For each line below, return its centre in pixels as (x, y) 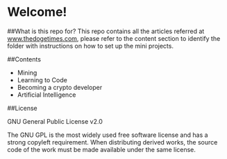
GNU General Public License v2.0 (55, 121)
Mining (27, 73)
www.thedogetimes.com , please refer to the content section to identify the (114, 38)
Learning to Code (42, 79)
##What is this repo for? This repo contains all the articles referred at (106, 31)
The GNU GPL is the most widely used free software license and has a (108, 135)
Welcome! (37, 12)
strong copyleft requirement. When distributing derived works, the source (112, 142)
